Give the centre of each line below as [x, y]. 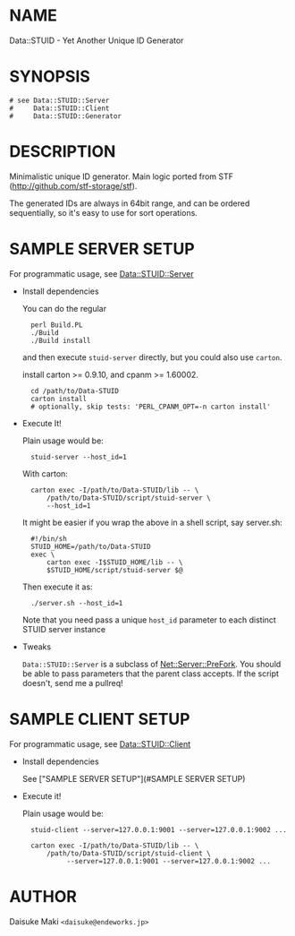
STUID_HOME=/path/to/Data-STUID [91, 546]
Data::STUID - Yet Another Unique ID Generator [97, 40]
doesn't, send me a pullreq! [72, 683]
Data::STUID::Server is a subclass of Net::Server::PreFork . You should [152, 664]
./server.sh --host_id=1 [77, 603]
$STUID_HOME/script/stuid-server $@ [114, 570]
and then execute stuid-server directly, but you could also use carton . [152, 357]
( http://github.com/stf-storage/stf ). [73, 185]
